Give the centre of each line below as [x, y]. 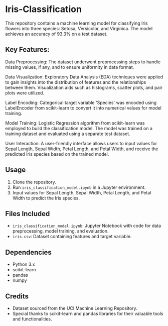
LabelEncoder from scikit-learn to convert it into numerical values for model [83, 108]
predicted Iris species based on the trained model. [57, 154]
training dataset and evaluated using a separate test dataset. [68, 134]
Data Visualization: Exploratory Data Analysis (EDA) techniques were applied [84, 77]
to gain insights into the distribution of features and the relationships [76, 82]
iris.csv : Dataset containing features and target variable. [72, 237]
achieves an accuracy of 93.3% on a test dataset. [56, 34]
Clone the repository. [34, 182]
